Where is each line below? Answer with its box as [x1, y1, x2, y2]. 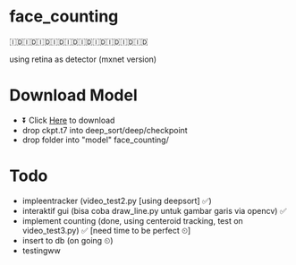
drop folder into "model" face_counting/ [21, 134, 170, 145]
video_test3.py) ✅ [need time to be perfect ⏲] [21, 225, 191, 235]
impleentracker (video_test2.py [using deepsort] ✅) [21, 195, 212, 206]
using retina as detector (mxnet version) [9, 54, 157, 64]
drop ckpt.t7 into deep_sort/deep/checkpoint [21, 124, 188, 135]
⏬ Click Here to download [21, 115, 115, 125]
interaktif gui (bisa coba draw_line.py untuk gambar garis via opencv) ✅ [21, 205, 287, 216]
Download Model [9, 85, 138, 106]
